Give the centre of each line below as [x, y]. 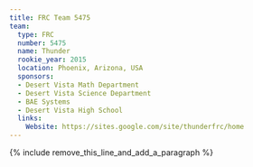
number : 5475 [42, 43]
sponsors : [36, 77]
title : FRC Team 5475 [50, 18]
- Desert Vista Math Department [79, 85]
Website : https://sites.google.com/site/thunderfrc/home [135, 127]
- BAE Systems [44, 102]
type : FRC [36, 34]
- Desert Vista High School [70, 110]
